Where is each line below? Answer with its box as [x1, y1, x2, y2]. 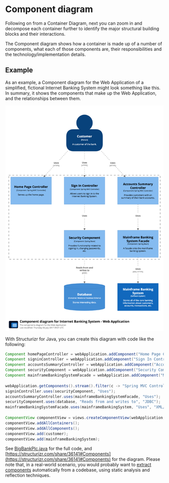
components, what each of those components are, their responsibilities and [5, 46, 162, 52]
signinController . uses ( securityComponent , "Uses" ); [5, 389, 116, 394]
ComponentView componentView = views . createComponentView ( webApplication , [5, 416, 165, 421]
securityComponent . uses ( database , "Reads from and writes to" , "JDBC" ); [5, 399, 161, 404]
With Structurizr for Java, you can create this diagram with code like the [5, 336, 154, 342]
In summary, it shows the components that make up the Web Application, [5, 90, 157, 96]
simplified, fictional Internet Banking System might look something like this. [5, 85, 161, 91]
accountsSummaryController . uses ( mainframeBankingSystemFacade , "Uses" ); [5, 394, 161, 399]
